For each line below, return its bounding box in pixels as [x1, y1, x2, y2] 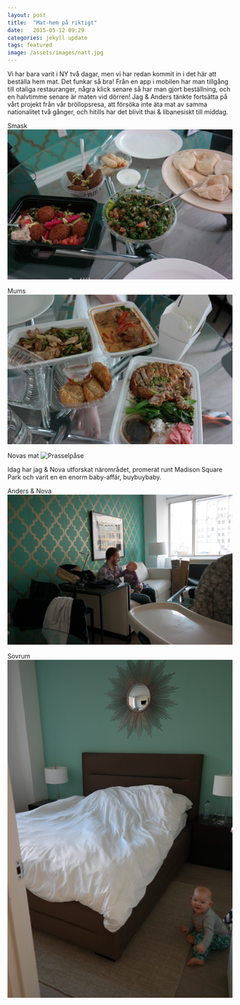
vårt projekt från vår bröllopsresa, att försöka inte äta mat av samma [7, 100, 208, 109]
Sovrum [7, 652, 31, 661]
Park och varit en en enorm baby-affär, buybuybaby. [7, 473, 162, 481]
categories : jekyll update [7, 34, 88, 41]
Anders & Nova [7, 486, 52, 496]
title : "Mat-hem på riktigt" [7, 19, 98, 26]
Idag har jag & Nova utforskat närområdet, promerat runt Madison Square [7, 465, 223, 474]
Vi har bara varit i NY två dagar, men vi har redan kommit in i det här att [7, 70, 216, 78]
